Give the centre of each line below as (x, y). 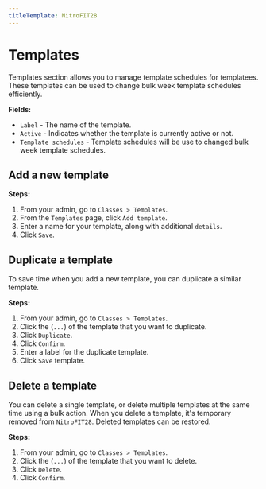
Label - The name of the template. (75, 125)
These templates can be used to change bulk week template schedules (125, 85)
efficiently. (25, 94)
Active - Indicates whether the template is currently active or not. (127, 133)
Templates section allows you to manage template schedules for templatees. (133, 77)
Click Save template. (52, 361)
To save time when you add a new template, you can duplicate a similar (125, 279)
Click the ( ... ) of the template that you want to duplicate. (113, 327)
